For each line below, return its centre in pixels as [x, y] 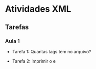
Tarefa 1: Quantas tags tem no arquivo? [52, 51]
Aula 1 [12, 41]
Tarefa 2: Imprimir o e [34, 61]
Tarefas [17, 27]
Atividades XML [38, 9]
